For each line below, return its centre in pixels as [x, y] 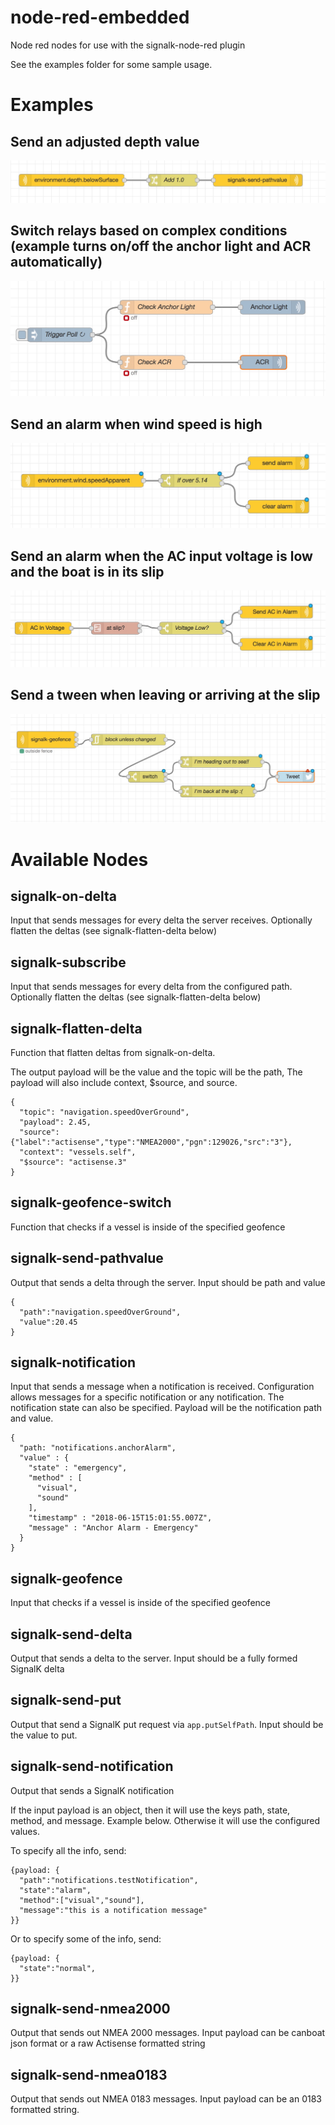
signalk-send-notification [92, 1766]
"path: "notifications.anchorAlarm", [98, 1448]
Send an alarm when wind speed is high [136, 424]
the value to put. [44, 1735]
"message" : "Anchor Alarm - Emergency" [113, 1528]
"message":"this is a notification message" [113, 1910]
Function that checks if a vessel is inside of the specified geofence [148, 1227]
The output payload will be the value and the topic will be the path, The [156, 1072]
